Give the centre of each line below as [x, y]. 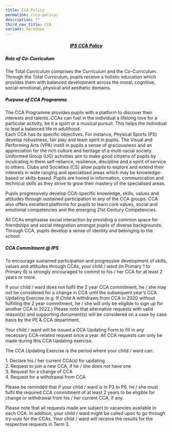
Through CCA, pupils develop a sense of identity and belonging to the [79, 231]
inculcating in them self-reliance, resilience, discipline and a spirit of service [86, 162]
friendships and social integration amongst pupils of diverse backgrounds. [84, 225]
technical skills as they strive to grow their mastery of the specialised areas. [85, 183]
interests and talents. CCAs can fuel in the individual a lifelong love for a [81, 118]
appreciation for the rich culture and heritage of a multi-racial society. [79, 151]
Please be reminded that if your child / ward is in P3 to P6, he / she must [82, 387]
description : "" [23, 20]
